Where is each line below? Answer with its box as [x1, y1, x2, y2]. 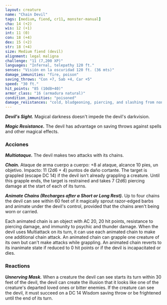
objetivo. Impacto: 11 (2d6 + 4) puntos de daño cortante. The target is [5, 167, 148, 173]
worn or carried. [5, 209, 38, 215]
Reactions [5, 263, 30, 270]
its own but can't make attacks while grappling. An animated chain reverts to [5, 240, 162, 246]
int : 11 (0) [5, 30, 30, 35]
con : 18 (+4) [5, 35, 32, 40]
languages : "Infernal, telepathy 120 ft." [5, 63, 94, 68]
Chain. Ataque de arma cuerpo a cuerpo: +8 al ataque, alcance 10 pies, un [5, 162, 158, 168]
